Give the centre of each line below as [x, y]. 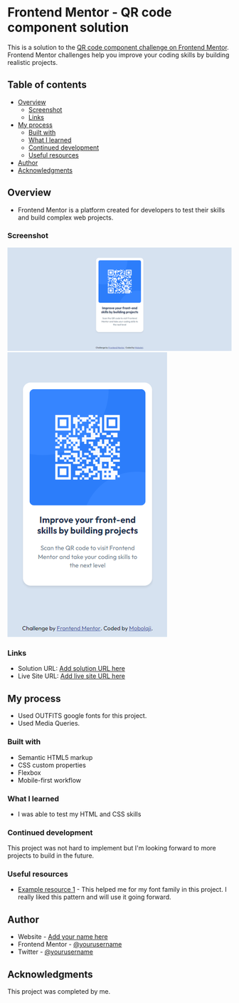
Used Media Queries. [49, 724]
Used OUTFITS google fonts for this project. [82, 716]
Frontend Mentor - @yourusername [70, 945]
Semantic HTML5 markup [55, 757]
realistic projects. [33, 62]
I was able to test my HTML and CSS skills [79, 814]
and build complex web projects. [65, 217]
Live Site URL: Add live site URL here [71, 676]
